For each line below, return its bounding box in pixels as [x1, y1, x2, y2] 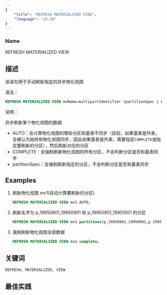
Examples [5, 176, 36, 184]
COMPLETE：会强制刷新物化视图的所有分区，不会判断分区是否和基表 [12, 149, 154, 155]
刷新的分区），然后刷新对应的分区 [21, 143, 89, 148]
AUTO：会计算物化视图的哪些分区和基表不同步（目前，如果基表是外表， [12, 130, 160, 136]
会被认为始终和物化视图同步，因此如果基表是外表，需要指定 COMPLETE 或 [12, 137, 157, 143]
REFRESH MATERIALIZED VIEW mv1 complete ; [12, 239, 100, 244]
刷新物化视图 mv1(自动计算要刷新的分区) [12, 190, 95, 196]
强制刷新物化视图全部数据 [12, 229, 65, 235]
